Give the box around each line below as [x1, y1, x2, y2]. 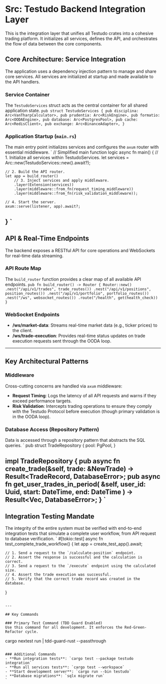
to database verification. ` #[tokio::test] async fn [5, 536, 103, 542]
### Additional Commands [5, 652, 56, 657]
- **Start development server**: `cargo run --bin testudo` [5, 669, 132, 674]
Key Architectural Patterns [5, 357, 89, 365]
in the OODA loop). [12, 414, 51, 420]
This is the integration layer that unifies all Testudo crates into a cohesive [5, 30, 154, 36]
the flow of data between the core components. [5, 41, 102, 46]
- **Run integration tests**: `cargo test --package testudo [5, 656, 134, 661]
